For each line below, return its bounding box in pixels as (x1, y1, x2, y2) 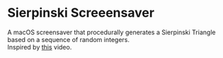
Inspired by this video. (7, 43, 72, 51)
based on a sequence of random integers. (7, 35, 130, 43)
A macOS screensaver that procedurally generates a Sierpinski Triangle (7, 28, 216, 36)
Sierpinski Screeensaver (7, 5, 154, 21)
